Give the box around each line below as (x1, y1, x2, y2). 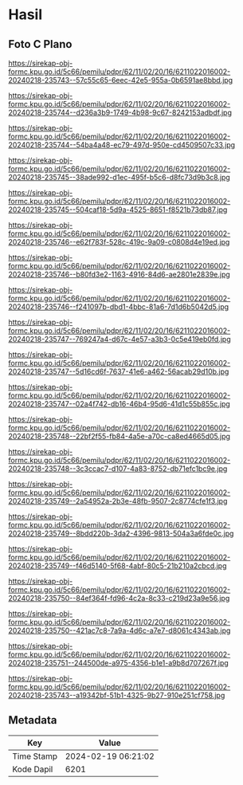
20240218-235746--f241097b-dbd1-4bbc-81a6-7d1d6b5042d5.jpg (8, 302, 229, 312)
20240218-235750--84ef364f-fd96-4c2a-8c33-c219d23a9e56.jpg (8, 594, 230, 602)
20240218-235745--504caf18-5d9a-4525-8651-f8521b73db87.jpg (8, 205, 228, 214)
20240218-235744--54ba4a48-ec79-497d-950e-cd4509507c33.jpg (8, 140, 236, 149)
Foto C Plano (8, 37, 73, 51)
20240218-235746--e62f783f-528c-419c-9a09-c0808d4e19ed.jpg (8, 237, 230, 246)
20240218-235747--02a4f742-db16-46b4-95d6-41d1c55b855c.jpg (8, 399, 231, 408)
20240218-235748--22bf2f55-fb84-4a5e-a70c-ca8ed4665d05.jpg (8, 432, 231, 441)
